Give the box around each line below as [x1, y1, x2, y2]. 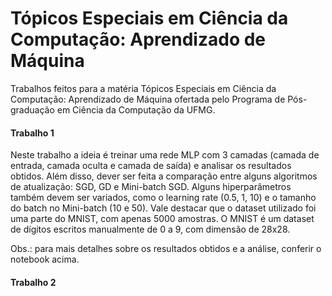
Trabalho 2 [10, 276, 57, 288]
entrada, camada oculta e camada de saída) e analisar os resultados [10, 160, 292, 172]
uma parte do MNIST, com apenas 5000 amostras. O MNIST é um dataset [10, 213, 315, 225]
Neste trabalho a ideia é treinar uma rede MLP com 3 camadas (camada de [10, 149, 320, 161]
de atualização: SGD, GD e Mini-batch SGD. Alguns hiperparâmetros [10, 181, 292, 193]
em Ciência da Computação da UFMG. [56, 103, 216, 116]
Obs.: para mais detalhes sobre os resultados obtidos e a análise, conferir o [10, 243, 322, 255]
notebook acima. [10, 253, 80, 266]
